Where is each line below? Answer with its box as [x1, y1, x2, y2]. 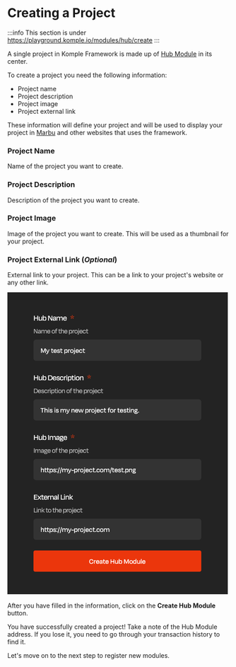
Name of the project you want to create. [7, 162, 124, 170]
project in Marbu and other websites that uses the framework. [7, 128, 188, 137]
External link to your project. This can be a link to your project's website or [7, 271, 224, 279]
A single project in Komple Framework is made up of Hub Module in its [7, 50, 213, 58]
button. [7, 609, 28, 617]
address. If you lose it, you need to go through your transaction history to [7, 630, 220, 639]
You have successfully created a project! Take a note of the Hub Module [7, 622, 218, 631]
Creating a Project [7, 5, 116, 21]
